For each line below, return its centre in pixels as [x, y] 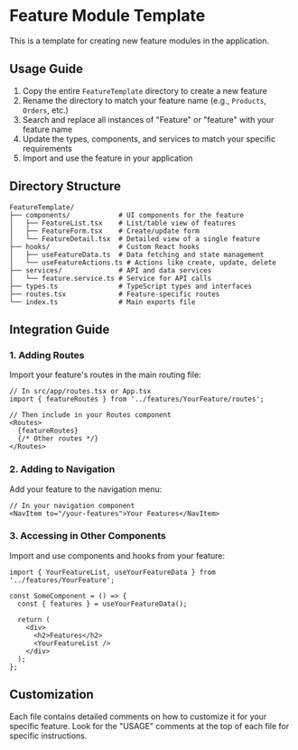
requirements [47, 148]
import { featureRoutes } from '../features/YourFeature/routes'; [137, 399]
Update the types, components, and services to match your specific [149, 139]
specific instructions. [48, 736]
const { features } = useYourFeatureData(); [102, 604]
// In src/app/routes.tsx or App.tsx [80, 392]
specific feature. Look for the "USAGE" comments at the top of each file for [149, 726]
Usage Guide [47, 69]
